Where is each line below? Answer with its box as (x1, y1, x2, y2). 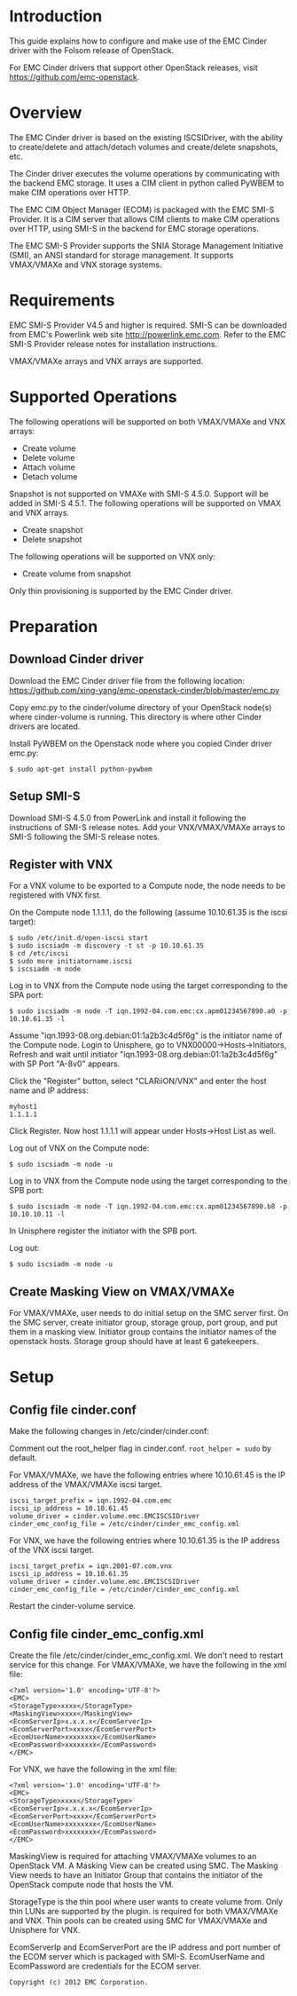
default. (9, 1453, 38, 1463)
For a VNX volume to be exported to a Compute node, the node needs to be (9, 881, 285, 891)
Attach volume (21, 462, 75, 472)
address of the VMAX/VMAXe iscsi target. (9, 1479, 162, 1490)
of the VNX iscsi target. (9, 1545, 95, 1556)
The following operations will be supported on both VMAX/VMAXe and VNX (9, 416, 285, 427)
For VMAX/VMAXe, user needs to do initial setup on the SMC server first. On (9, 1308, 289, 1319)
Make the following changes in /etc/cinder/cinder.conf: (9, 1426, 210, 1437)
